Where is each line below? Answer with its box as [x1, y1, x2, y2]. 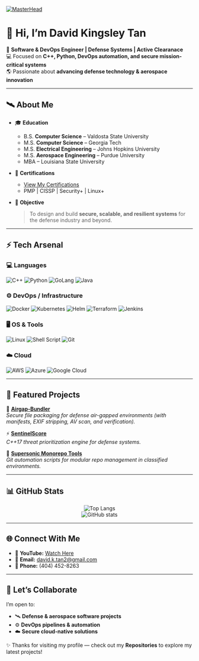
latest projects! [6, 648, 43, 655]
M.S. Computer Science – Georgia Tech [23, 139, 121, 146]
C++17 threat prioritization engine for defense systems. [6, 438, 141, 446]
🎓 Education [14, 119, 49, 126]
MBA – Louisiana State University [23, 158, 105, 165]
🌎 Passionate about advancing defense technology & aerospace [6, 68, 168, 75]
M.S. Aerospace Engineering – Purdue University [23, 151, 145, 158]
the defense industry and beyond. [29, 217, 113, 224]
